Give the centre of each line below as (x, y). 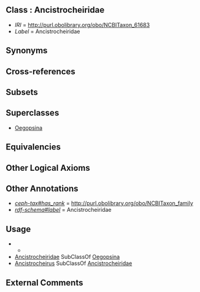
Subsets (22, 92)
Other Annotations (42, 188)
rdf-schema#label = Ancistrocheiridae (63, 210)
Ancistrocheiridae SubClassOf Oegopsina (67, 257)
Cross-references (41, 71)
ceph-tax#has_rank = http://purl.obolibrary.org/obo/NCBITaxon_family (104, 203)
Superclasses (33, 113)
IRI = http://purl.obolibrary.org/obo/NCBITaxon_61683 (82, 24)
